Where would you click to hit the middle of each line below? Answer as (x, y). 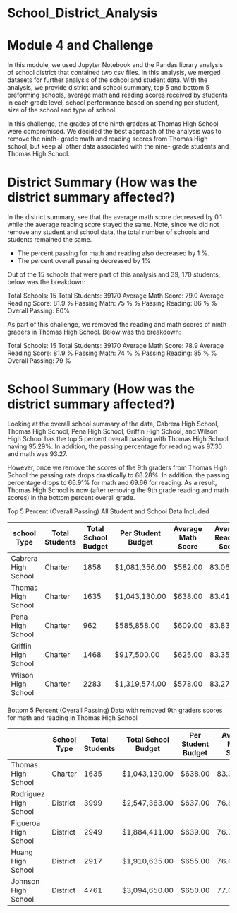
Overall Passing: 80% (39, 311)
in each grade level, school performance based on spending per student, (114, 103)
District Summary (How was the (102, 182)
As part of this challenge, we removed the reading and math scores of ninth (117, 325)
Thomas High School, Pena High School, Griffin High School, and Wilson (113, 431)
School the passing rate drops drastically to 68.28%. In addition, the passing (119, 475)
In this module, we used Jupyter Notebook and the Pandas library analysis (115, 65)
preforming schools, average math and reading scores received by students (117, 95)
